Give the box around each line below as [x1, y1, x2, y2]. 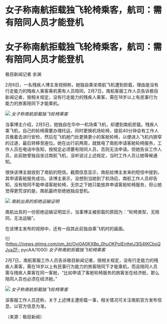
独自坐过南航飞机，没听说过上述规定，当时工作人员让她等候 [31, 152, 153, 159]
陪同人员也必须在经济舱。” [5, 276, 58, 282]
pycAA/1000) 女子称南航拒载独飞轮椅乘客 [21, 247, 106, 253]
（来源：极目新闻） [5, 314, 45, 320]
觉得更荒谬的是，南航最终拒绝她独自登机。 [5, 188, 92, 194]
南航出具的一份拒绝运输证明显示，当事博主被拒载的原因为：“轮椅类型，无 [5, 209, 156, 215]
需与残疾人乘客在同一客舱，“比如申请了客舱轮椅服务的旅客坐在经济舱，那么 [5, 270, 160, 276]
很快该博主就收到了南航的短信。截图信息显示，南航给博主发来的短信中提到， [5, 169, 162, 175]
